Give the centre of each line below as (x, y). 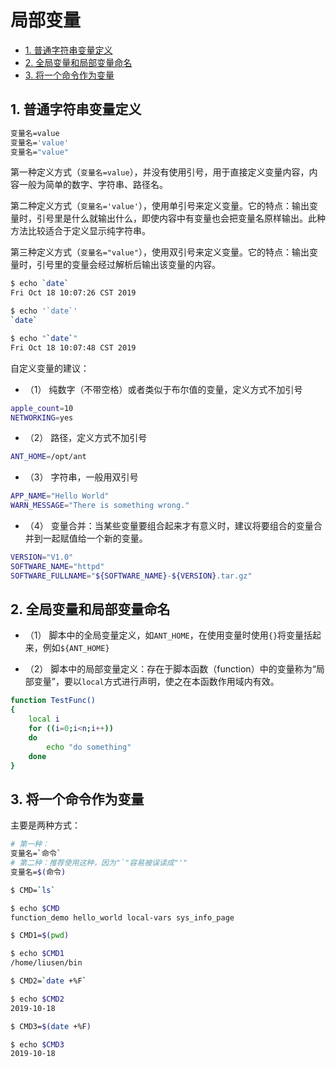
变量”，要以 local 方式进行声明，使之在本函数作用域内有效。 (156, 682)
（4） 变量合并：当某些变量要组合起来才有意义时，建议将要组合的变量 (169, 525)
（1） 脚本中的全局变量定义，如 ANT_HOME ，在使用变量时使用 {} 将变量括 (168, 635)
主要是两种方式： (45, 825)
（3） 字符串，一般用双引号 (81, 477)
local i (44, 719)
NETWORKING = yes (42, 417)
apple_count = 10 (42, 408)
